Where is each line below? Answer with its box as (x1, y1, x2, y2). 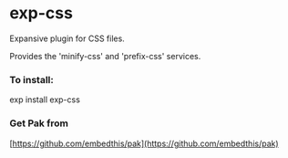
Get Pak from (9, 117, 68, 130)
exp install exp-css (9, 94, 80, 105)
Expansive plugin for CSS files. (9, 33, 125, 44)
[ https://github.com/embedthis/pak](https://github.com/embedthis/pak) (9, 138, 280, 149)
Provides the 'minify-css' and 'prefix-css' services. (9, 50, 201, 61)
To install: (9, 73, 55, 86)
